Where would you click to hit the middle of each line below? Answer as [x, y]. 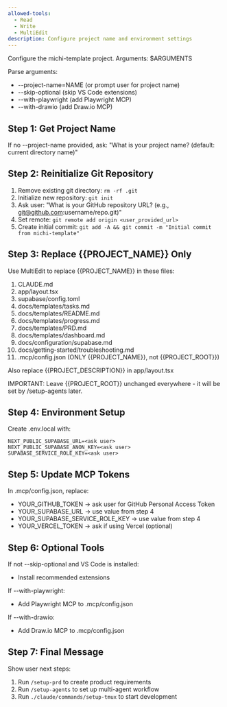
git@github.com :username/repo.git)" [70, 212]
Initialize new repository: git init [65, 197]
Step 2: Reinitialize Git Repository [81, 174]
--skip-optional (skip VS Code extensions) [77, 93]
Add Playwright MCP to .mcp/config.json [75, 604]
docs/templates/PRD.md [52, 328]
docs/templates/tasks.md [53, 306]
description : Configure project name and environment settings [100, 39]
